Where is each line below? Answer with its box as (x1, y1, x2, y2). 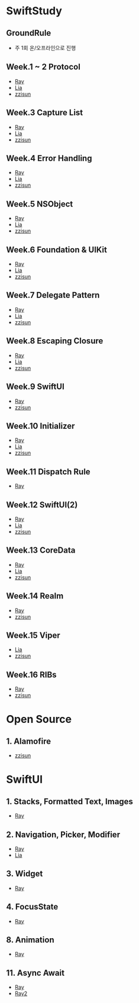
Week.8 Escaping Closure (6, 336, 104, 346)
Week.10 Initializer (6, 421, 75, 431)
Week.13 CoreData (6, 546, 76, 556)
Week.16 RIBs (6, 669, 57, 679)
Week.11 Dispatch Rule (6, 466, 90, 477)
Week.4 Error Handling (6, 153, 92, 164)
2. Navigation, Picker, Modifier (6, 829, 120, 839)
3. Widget (6, 869, 43, 879)
